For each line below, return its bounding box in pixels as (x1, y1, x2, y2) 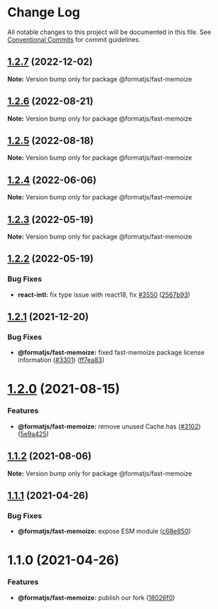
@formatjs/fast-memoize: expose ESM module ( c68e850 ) (17, 527, 191, 536)
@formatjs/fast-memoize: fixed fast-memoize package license (17, 349, 205, 357)
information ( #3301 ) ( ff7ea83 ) (17, 356, 105, 364)
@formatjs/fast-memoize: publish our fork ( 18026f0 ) (17, 593, 175, 602)
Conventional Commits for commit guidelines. (7, 35, 141, 43)
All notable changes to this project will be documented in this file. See (7, 28, 212, 36)
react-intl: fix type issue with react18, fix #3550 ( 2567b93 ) (17, 290, 190, 299)
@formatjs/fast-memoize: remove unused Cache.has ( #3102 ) (17, 422, 201, 430)
